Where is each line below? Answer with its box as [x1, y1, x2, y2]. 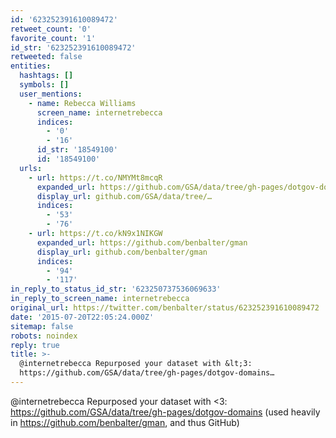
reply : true [10, 340, 60, 350]
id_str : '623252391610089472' [10, 42, 137, 53]
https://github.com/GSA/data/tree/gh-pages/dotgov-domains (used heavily [10, 406, 321, 418]
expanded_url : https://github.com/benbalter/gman [36, 237, 248, 248]
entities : [10, 61, 52, 71]
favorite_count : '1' [10, 33, 97, 43]
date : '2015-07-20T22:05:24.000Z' [10, 312, 155, 322]
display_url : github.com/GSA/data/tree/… [36, 191, 213, 201]
